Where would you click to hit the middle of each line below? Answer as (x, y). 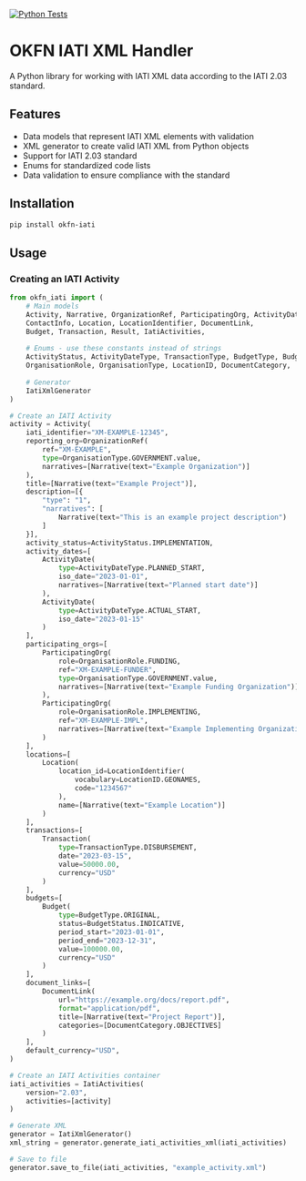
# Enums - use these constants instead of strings (124, 349)
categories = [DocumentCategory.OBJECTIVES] (140, 1025)
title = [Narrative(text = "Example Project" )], (112, 484)
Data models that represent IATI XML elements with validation (138, 136)
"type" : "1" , (67, 501)
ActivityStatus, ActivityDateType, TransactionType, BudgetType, (153, 357)
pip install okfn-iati (52, 224)
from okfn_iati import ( (56, 298)
